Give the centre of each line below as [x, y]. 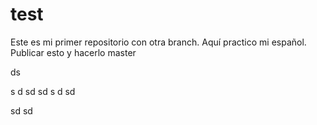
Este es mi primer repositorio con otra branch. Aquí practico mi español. [158, 42]
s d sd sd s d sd [43, 91]
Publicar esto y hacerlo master [73, 52]
